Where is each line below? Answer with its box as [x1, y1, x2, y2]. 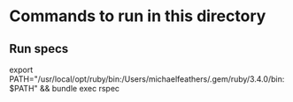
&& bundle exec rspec [39, 84, 120, 93]
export [9, 64, 34, 75]
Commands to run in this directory [9, 6, 266, 26]
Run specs [9, 41, 69, 56]
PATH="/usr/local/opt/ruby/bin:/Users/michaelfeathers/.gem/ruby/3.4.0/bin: [9, 74, 285, 84]
